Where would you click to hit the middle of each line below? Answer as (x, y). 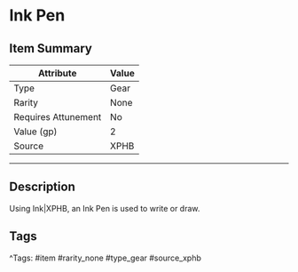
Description (42, 187)
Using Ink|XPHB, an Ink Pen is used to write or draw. (105, 208)
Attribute (58, 73)
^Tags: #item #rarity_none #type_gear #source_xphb (106, 258)
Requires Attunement (58, 117)
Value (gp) (35, 132)
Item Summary (51, 48)
